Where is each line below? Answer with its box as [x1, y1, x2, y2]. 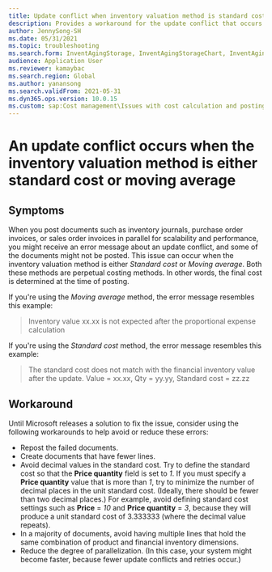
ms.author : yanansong [8, 79, 82, 87]
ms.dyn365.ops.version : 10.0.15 [8, 95, 117, 103]
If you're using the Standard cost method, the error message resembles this [8, 341, 261, 350]
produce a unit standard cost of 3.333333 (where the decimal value [19, 511, 246, 521]
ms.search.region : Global [8, 72, 96, 80]
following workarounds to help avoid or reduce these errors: [8, 426, 209, 437]
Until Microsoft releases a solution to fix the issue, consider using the [8, 418, 239, 428]
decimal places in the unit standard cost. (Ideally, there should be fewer [19, 485, 259, 495]
